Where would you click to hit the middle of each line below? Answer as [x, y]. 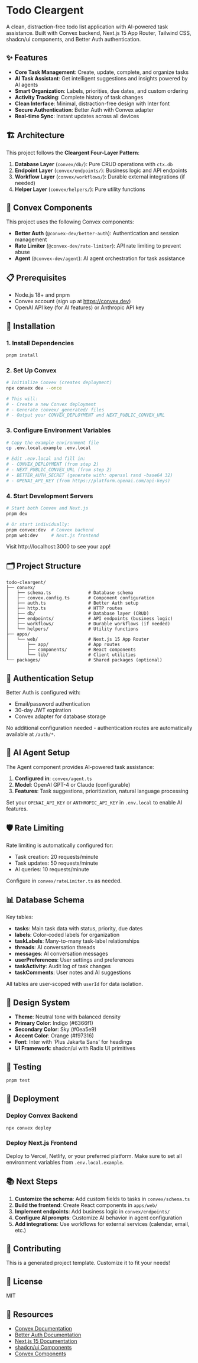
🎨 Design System [38, 1002]
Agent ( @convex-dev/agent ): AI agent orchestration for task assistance [100, 258]
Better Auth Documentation [48, 1335]
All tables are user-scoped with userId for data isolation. [75, 984]
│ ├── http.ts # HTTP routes [64, 609]
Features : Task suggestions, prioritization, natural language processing [102, 791]
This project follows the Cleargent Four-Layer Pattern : [73, 152]
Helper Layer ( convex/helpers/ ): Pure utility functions [80, 189]
